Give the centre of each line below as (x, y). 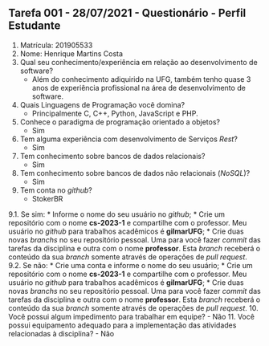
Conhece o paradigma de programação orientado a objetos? (120, 122)
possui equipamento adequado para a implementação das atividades (122, 325)
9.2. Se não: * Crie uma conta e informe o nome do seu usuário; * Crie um (130, 265)
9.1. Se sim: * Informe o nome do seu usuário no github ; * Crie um (117, 214)
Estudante (35, 26)
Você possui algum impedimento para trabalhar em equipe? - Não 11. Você (132, 316)
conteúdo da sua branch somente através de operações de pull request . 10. (133, 307)
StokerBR (47, 198)
